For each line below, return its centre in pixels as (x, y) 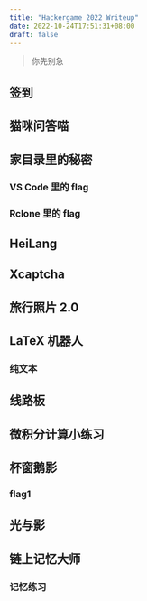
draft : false (34, 34)
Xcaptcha (37, 275)
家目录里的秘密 (51, 159)
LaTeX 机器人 (46, 341)
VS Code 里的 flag (49, 188)
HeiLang (33, 243)
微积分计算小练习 (57, 434)
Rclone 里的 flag (45, 214)
